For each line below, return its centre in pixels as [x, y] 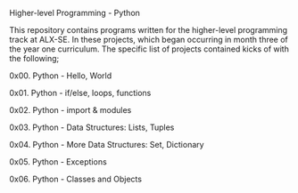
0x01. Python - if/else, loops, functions [80, 93]
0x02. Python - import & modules [70, 110]
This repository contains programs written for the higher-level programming [149, 30]
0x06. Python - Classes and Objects [76, 179]
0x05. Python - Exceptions [58, 162]
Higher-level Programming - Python [75, 13]
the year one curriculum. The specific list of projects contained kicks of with [149, 49]
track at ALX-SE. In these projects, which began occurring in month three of [149, 40]
